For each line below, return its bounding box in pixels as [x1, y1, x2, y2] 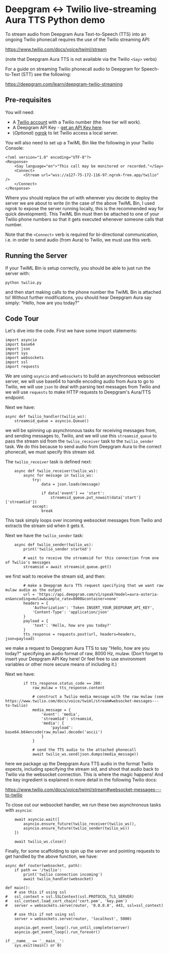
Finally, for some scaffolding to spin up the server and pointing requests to [5, 848, 160, 854]
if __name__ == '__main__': [5, 938, 65, 944]
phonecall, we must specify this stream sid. [5, 449, 96, 455]
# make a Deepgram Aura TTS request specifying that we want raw [23, 583, 164, 588]
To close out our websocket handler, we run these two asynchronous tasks [5, 802, 161, 808]
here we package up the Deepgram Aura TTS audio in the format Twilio [5, 761, 153, 767]
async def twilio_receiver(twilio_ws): [14, 468, 98, 474]
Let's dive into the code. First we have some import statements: [5, 328, 137, 334]
